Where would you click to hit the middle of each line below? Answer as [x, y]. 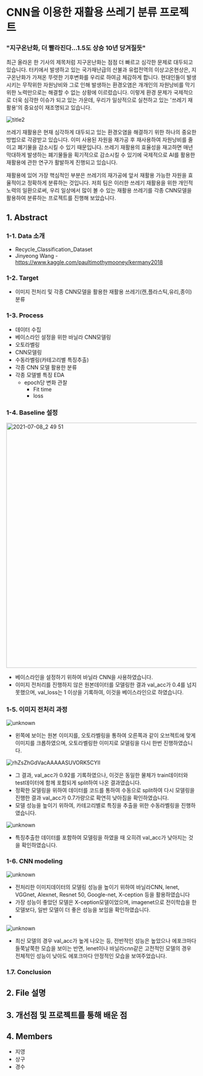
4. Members [30, 1036]
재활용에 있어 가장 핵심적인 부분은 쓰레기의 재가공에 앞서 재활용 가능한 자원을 [97, 176]
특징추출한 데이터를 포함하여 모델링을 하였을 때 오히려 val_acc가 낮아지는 [101, 838]
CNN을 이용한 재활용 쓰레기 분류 [82, 12]
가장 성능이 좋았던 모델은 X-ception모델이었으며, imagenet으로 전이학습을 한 [106, 902]
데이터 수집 [28, 329]
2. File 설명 [26, 993]
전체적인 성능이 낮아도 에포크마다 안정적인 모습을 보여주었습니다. [91, 956]
